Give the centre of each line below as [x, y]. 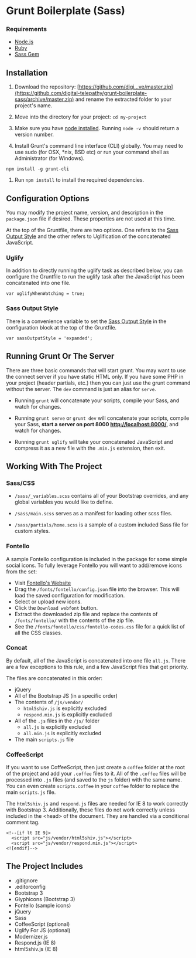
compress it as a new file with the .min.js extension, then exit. [90, 448]
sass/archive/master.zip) [44, 99]
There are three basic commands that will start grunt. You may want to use [96, 370]
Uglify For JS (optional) [42, 930]
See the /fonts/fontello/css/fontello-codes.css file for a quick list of [100, 626]
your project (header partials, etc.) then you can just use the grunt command [98, 383]
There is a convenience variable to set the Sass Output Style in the [86, 321]
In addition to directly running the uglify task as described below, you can [94, 270]
